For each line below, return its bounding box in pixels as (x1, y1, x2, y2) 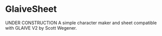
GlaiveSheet (5, 3, 57, 15)
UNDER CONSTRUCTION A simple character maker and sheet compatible (5, 20, 157, 26)
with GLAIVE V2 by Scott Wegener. (5, 25, 77, 31)
